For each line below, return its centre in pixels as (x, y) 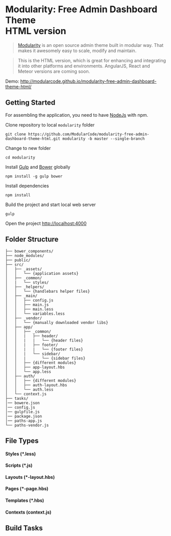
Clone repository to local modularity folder (50, 125)
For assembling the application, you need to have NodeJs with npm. (77, 115)
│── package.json (24, 416)
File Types (22, 440)
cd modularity (20, 157)
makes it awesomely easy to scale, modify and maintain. (77, 50)
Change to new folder (28, 148)
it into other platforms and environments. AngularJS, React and (84, 66)
